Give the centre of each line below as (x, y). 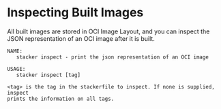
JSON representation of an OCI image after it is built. (81, 38)
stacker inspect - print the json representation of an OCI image (113, 57)
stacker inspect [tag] (48, 75)
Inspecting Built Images (75, 13)
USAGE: (16, 69)
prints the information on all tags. (61, 99)
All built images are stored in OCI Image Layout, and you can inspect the (108, 31)
